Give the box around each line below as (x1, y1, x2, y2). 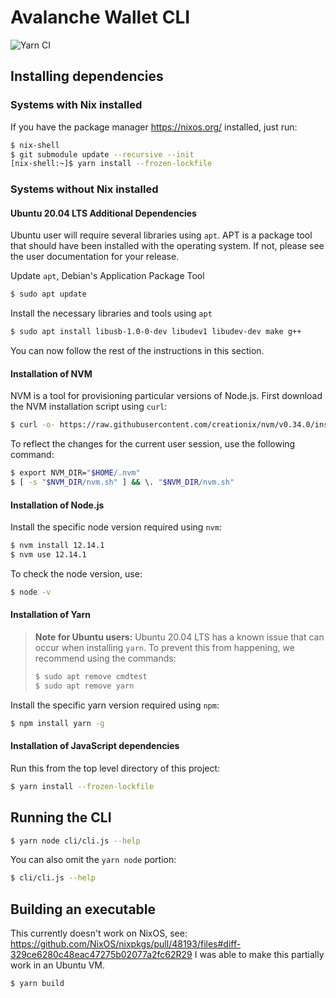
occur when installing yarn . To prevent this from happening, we (34, 641, 295, 653)
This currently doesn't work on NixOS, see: (10, 927, 188, 940)
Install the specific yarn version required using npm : (10, 699, 220, 711)
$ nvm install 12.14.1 (10, 541, 105, 551)
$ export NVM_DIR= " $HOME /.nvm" (10, 468, 141, 478)
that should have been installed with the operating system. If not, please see (10, 240, 325, 252)
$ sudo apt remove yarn (34, 681, 135, 691)
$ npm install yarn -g (10, 718, 105, 728)
